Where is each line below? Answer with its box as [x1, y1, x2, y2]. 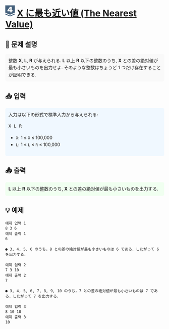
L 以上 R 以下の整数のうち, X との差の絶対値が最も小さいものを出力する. [8, 186, 159, 192]
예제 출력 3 [5, 314, 26, 319]
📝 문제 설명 [5, 40, 38, 49]
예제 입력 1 [5, 220, 26, 226]
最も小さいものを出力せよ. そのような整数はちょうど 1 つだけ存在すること [8, 65, 161, 71]
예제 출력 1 [5, 231, 26, 236]
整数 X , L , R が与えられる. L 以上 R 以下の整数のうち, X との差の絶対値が [8, 58, 158, 63]
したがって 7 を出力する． [12, 294, 61, 299]
